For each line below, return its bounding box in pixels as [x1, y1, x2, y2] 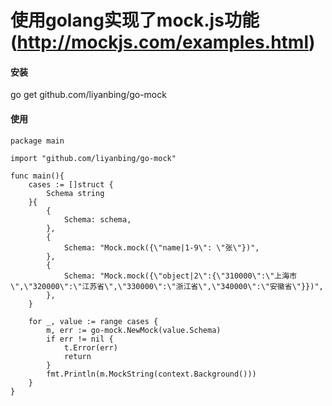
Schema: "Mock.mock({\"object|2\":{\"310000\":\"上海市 [63, 271, 298, 281]
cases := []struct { [28, 179, 114, 190]
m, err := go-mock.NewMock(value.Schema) [46, 325, 222, 335]
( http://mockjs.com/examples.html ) [10, 31, 316, 54]
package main [10, 136, 65, 146]
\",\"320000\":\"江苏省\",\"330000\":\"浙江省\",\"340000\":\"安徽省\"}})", [10, 281, 324, 291]
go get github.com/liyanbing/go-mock [10, 89, 167, 101]
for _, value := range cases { [28, 316, 159, 326]
